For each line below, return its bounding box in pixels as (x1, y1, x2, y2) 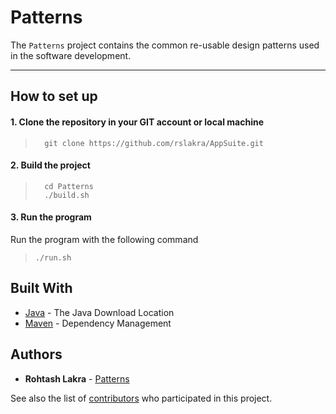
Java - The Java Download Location (24, 306, 175, 318)
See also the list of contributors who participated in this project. (10, 392, 273, 404)
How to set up (10, 88, 98, 105)
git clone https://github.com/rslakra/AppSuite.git (44, 138, 264, 148)
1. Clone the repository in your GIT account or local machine (10, 116, 265, 128)
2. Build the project (10, 159, 91, 171)
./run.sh (34, 252, 72, 263)
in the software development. (10, 49, 132, 61)
